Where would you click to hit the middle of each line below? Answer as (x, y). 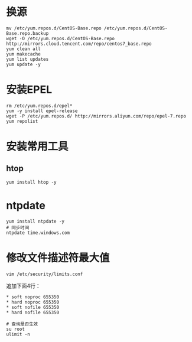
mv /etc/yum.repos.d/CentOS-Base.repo (54, 28)
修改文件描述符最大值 (58, 258)
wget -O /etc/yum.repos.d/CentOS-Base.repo (61, 38)
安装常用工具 (38, 147)
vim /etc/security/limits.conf (45, 274)
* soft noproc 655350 (33, 297)
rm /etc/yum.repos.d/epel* (39, 106)
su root (16, 329)
